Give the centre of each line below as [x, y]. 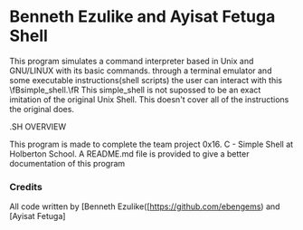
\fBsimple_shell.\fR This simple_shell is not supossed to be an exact [135, 90]
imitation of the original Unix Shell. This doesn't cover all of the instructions [149, 99]
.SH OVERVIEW [38, 126]
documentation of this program [67, 163]
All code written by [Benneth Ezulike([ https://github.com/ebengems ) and [145, 206]
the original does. [42, 109]
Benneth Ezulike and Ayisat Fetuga [142, 17]
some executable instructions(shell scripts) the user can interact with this [146, 80]
